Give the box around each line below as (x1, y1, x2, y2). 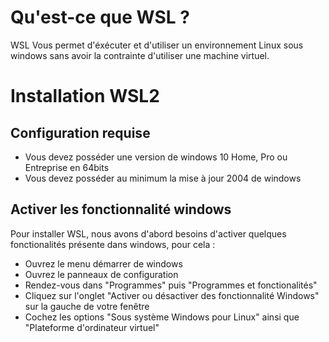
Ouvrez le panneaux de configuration (24, 268, 179, 280)
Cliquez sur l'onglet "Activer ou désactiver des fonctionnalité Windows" (24, 289, 320, 301)
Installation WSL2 (10, 85, 160, 108)
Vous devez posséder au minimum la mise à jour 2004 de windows (24, 172, 302, 184)
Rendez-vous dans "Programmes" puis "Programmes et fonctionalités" (24, 279, 318, 291)
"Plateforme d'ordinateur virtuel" (24, 321, 160, 333)
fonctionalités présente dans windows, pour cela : (10, 238, 216, 250)
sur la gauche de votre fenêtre (24, 300, 150, 312)
